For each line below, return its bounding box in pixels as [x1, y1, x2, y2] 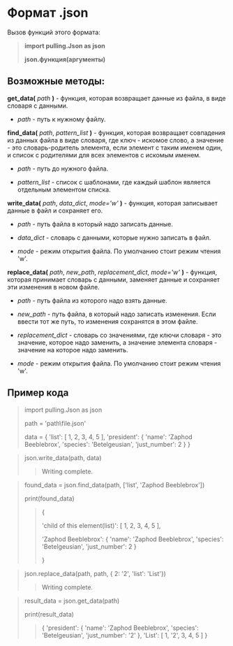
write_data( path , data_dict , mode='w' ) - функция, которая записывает [7, 199, 218, 207]
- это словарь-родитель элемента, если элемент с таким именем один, [7, 143, 223, 152]
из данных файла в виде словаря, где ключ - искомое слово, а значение [7, 136, 225, 144]
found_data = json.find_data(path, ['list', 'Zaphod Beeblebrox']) [24, 480, 205, 489]
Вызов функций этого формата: [7, 28, 101, 36]
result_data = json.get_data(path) [24, 596, 120, 605]
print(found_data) [24, 494, 75, 503]
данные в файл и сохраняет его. [7, 206, 103, 215]
